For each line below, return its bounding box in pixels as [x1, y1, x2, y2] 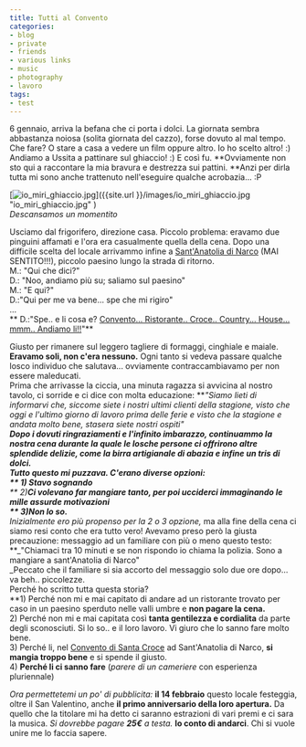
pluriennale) [9, 671, 55, 682]
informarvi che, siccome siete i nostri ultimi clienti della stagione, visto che [9, 399, 290, 411]
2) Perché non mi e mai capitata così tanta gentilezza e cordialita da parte [9, 613, 290, 624]
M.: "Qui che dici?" [9, 266, 80, 277]
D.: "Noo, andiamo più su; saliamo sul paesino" [9, 275, 185, 286]
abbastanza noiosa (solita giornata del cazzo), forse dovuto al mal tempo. [9, 133, 286, 144]
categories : [9, 22, 55, 31]
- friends [9, 47, 47, 57]
